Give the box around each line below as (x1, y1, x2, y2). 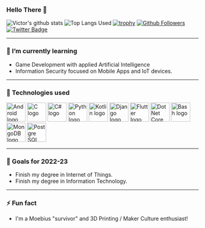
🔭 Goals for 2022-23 (6, 157, 68, 166)
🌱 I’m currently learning (6, 47, 77, 56)
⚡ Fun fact (6, 199, 37, 207)
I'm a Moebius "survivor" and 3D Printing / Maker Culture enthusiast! (15, 215, 188, 222)
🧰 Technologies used (6, 88, 70, 97)
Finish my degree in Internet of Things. (15, 171, 113, 178)
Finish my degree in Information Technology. (15, 177, 128, 185)
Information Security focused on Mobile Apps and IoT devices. (15, 67, 173, 75)
